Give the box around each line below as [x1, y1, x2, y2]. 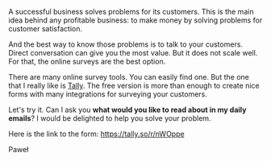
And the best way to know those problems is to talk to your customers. [8, 39, 244, 49]
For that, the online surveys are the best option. [8, 56, 166, 66]
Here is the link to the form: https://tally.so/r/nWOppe [8, 129, 185, 138]
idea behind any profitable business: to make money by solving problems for [8, 15, 263, 25]
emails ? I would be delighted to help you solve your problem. [8, 114, 211, 123]
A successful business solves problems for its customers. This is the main [8, 7, 254, 16]
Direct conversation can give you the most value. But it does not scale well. [8, 48, 258, 57]
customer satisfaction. [8, 24, 83, 33]
